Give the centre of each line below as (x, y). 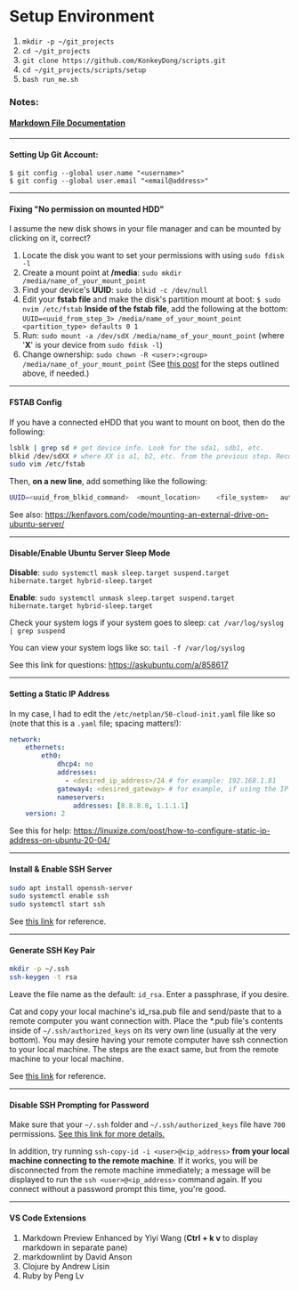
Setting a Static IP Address (60, 694)
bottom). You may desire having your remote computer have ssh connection (149, 1040)
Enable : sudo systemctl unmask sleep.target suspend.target (122, 597)
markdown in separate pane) (75, 1247)
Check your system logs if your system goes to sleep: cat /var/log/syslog (147, 623)
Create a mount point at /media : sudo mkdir (102, 272)
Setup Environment (82, 16)
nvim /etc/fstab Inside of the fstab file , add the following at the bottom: (155, 309)
